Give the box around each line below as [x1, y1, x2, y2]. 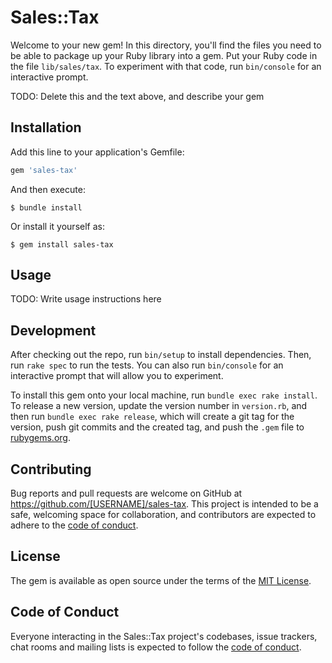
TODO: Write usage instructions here [10, 293, 162, 305]
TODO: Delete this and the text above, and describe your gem [10, 90, 265, 102]
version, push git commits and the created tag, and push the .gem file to [10, 421, 305, 433]
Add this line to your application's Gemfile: [10, 146, 185, 158]
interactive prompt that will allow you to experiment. [10, 370, 224, 382]
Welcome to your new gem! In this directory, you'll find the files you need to [10, 39, 322, 51]
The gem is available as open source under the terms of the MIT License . [10, 574, 312, 586]
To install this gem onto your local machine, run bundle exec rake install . [10, 389, 318, 401]
